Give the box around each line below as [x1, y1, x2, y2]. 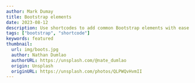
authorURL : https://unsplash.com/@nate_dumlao [11, 57, 127, 63]
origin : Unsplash [11, 63, 54, 69]
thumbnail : [6, 41, 33, 47]
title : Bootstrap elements [6, 14, 72, 20]
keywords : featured [6, 36, 54, 41]
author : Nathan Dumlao [11, 52, 67, 58]
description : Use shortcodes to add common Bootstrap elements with [6, 25, 176, 31]
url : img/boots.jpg [11, 47, 59, 53]
